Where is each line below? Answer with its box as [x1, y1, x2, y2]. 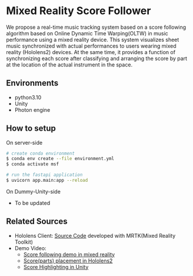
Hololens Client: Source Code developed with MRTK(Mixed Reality [14, 232, 176, 239]
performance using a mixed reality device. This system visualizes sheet [6, 36, 179, 43]
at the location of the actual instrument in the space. [6, 61, 133, 68]
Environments [6, 78, 59, 88]
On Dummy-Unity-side [6, 188, 61, 195]
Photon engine [14, 106, 51, 113]
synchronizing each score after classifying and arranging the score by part [6, 55, 187, 62]
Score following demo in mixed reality [23, 251, 115, 258]
